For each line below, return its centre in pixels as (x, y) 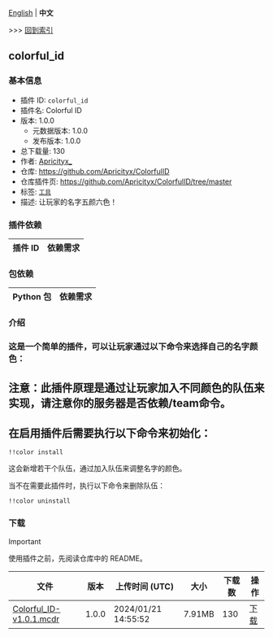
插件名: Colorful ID (51, 110)
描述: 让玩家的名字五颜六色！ (69, 202)
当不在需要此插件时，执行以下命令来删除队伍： (87, 486)
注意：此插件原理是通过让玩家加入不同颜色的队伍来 (136, 388)
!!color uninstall (39, 501)
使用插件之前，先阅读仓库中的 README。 (78, 558)
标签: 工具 (35, 191)
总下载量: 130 (42, 151)
